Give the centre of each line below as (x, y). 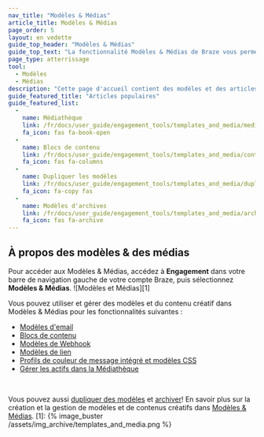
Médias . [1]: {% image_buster (56, 416)
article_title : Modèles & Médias (63, 23)
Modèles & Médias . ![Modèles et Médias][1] (79, 287)
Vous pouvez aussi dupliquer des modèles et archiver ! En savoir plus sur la (129, 399)
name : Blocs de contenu (61, 147)
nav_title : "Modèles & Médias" (59, 15)
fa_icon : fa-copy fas (57, 191)
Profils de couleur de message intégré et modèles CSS (108, 360)
